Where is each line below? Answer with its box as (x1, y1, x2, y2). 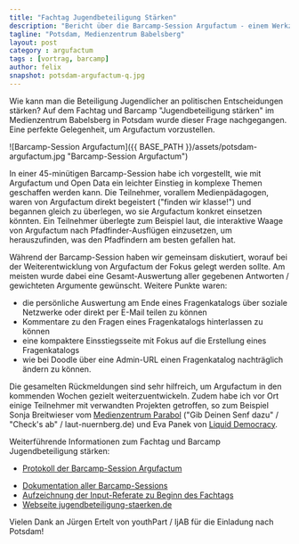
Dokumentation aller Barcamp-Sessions (21, 480, 168, 490)
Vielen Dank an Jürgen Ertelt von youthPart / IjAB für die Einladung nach (9, 516, 274, 527)
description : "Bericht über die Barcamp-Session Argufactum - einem (9, 21, 269, 30)
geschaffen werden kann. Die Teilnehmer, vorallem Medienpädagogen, (9, 186, 269, 197)
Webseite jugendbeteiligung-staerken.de (21, 499, 173, 509)
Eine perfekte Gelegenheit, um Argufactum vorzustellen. (9, 124, 215, 135)
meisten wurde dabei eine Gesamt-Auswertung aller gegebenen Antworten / (9, 270, 289, 281)
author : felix (9, 63, 62, 72)
